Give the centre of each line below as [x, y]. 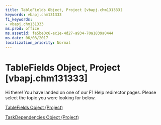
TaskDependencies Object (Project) [42, 117]
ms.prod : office [22, 29]
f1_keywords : [19, 19]
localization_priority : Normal [38, 43]
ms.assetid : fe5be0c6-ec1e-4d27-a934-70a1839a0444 [59, 33]
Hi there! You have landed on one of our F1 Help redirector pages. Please [81, 92]
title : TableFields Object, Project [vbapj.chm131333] [64, 10]
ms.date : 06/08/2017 [27, 38]
